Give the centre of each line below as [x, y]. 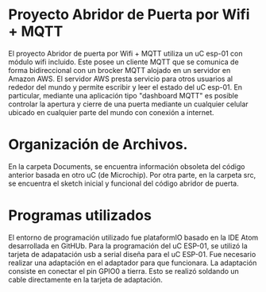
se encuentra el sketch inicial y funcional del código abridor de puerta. [124, 183]
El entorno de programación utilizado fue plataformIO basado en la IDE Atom [133, 237]
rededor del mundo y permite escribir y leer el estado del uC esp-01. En [125, 87]
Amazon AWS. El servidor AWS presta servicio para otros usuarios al [120, 79]
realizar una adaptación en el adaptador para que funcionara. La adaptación [133, 263]
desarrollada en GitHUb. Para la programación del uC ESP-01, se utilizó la [128, 246]
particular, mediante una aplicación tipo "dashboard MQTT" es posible [123, 95]
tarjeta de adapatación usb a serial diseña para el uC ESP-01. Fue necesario [132, 254]
